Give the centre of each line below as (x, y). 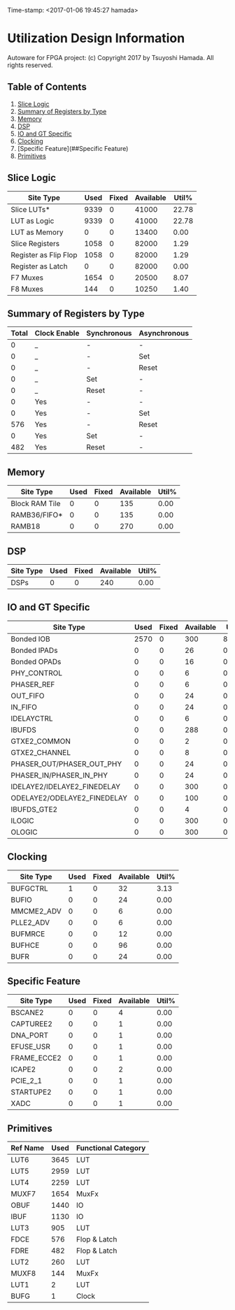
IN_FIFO (24, 707)
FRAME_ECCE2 (36, 1058)
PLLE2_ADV (30, 922)
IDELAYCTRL (32, 718)
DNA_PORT (30, 1035)
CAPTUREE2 (31, 1024)
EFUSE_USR (30, 1046)
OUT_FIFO (28, 696)
